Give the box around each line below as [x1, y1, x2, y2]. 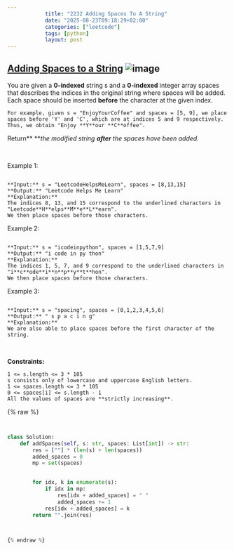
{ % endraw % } [7, 537, 46, 544]
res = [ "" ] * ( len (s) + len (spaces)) [32, 447, 142, 454]
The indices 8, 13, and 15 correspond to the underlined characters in [7, 199, 221, 207]
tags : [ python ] [44, 30, 90, 37]
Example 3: [7, 287, 40, 295]
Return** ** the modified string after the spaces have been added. [7, 134, 200, 143]
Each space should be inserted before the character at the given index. [7, 96, 214, 104]
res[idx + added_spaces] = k [44, 505, 130, 512]
